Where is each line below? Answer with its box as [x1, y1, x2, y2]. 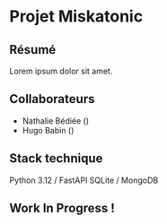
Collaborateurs [9, 91, 95, 107]
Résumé [9, 42, 57, 57]
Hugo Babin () [22, 125, 75, 135]
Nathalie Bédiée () [22, 115, 90, 126]
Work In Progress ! [9, 201, 115, 216]
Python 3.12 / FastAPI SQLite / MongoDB [9, 175, 159, 185]
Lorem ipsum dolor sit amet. [9, 65, 113, 76]
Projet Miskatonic [9, 6, 144, 27]
